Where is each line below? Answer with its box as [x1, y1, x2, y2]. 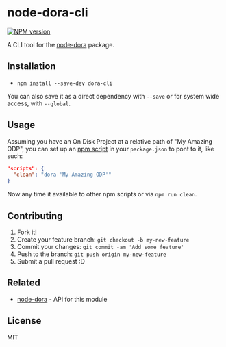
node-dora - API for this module [16, 295, 108, 303]
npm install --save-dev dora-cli [16, 80, 113, 87]
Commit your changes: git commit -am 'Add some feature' [16, 243, 185, 250]
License [7, 315, 42, 326]
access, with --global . [7, 99, 71, 107]
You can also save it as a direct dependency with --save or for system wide [7, 92, 220, 100]
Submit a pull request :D [16, 257, 86, 265]
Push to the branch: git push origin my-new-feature [16, 250, 166, 258]
